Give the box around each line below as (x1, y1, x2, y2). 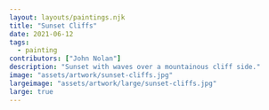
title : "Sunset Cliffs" (9, 21, 98, 30)
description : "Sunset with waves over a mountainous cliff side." (9, 63, 261, 72)
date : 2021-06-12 (9, 29, 74, 38)
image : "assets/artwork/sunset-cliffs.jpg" (9, 71, 174, 80)
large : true (9, 87, 53, 96)
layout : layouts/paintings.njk (9, 12, 126, 22)
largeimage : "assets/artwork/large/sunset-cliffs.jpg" (9, 79, 217, 88)
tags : (9, 37, 29, 47)
